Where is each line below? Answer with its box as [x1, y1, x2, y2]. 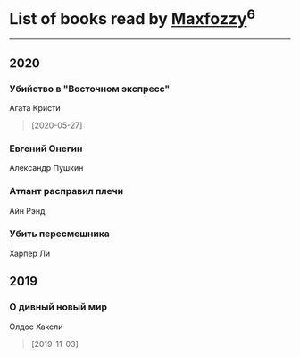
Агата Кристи [9, 102, 61, 113]
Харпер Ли [9, 248, 51, 259]
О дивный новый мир [9, 301, 107, 313]
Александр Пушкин [9, 163, 84, 174]
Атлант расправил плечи [9, 185, 124, 198]
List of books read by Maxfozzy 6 [9, 5, 256, 30]
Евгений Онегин [9, 142, 83, 155]
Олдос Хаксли [9, 321, 63, 332]
